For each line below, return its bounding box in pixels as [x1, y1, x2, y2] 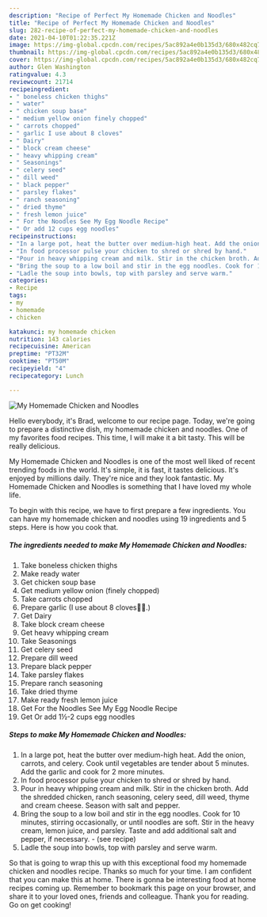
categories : [9, 276, 48, 285]
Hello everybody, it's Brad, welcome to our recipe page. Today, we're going [9, 416, 256, 425]
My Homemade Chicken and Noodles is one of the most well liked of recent [9, 456, 256, 466]
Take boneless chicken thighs [20, 560, 118, 570]
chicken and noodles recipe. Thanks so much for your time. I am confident [9, 866, 252, 876]
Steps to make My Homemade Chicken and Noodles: [9, 730, 187, 740]
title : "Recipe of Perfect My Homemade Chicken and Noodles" [9, 19, 216, 27]
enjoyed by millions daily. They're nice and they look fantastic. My [9, 473, 224, 483]
